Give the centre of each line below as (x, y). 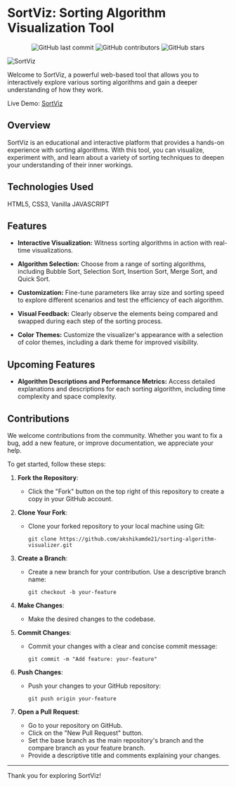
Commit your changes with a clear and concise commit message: (123, 646)
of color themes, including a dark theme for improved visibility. (108, 342)
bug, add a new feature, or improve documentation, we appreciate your (111, 443)
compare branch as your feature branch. (87, 748)
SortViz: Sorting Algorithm (87, 13)
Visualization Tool (61, 28)
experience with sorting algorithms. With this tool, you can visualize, (106, 150)
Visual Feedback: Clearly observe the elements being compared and (118, 314)
